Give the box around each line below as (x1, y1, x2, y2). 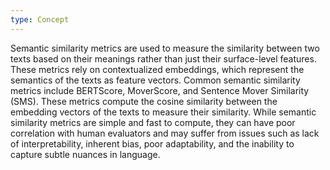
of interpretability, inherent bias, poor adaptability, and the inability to (10, 137, 295, 150)
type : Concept (10, 14, 70, 25)
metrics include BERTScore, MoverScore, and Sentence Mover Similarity (10, 84, 310, 96)
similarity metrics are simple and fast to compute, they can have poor (10, 116, 296, 128)
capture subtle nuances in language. (10, 148, 161, 160)
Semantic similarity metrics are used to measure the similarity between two (10, 42, 320, 54)
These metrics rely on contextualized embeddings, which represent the (10, 63, 305, 75)
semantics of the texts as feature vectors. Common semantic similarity (10, 74, 301, 86)
